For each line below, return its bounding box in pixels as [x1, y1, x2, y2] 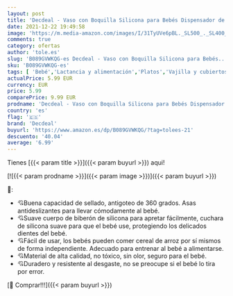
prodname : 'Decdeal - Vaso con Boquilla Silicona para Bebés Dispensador [7, 101, 225, 108]
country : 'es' [7, 107, 49, 114]
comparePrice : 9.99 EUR [7, 94, 76, 101]
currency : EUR [7, 81, 49, 88]
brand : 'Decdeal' [7, 120, 58, 127]
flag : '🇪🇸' [7, 113, 42, 120]
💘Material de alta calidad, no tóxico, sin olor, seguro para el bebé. [17, 252, 207, 261]
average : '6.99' [7, 140, 54, 147]
